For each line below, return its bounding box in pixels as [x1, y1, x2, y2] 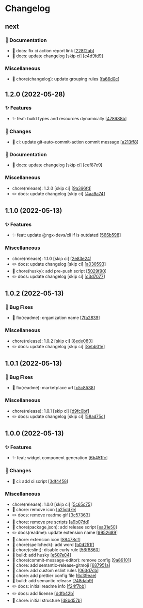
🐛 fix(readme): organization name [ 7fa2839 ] [12, 315, 100, 320]
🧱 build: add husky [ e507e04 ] [12, 552, 71, 558]
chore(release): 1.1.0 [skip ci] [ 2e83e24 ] [12, 256, 92, 261]
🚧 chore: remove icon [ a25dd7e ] [12, 506, 77, 512]
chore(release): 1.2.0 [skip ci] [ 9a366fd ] [12, 185, 92, 191]
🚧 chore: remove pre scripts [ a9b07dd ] [12, 519, 90, 525]
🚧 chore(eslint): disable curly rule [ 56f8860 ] [12, 546, 100, 553]
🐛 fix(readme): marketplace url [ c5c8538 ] [12, 385, 95, 391]
